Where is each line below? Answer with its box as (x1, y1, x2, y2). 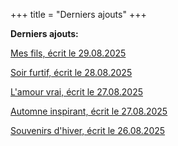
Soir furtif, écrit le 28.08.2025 (10, 67, 133, 78)
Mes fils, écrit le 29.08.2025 (10, 47, 127, 59)
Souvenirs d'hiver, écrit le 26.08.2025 (10, 125, 166, 136)
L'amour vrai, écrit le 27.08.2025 (10, 86, 143, 98)
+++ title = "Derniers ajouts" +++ (10, 9, 147, 20)
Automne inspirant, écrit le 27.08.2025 (10, 105, 168, 117)
